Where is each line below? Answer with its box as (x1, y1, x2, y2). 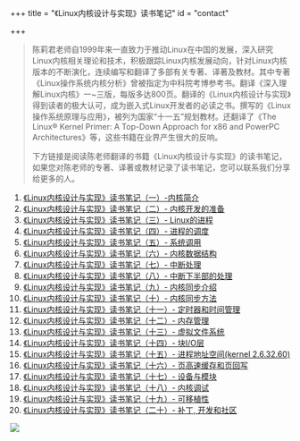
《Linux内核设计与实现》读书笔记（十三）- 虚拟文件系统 (22, 327, 226, 337)
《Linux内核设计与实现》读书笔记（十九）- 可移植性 (22, 394, 210, 404)
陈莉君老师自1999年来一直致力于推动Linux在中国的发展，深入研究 (31, 44, 274, 55)
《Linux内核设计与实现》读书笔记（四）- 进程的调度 (22, 226, 210, 236)
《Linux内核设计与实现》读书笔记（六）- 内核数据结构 (22, 249, 218, 259)
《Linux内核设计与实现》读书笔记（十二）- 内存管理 (22, 316, 210, 326)
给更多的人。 (31, 174, 79, 183)
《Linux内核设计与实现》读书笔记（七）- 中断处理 (22, 259, 202, 270)
